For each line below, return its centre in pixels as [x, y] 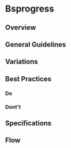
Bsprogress [30, 9]
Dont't [13, 107]
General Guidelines [35, 44]
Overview [21, 28]
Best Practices [28, 79]
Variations [22, 62]
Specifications [28, 123]
